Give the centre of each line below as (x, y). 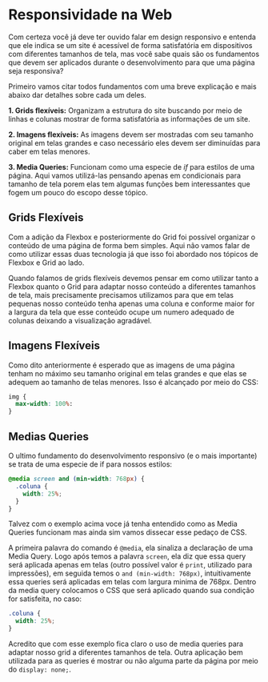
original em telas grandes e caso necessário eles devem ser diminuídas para (134, 142)
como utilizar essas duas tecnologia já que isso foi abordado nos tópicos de (133, 254)
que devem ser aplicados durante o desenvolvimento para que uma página (132, 62)
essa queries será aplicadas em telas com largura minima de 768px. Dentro (132, 582)
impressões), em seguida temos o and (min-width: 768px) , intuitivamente (130, 573)
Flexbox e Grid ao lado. (46, 263)
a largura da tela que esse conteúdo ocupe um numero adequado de (121, 312)
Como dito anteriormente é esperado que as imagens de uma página (122, 365)
